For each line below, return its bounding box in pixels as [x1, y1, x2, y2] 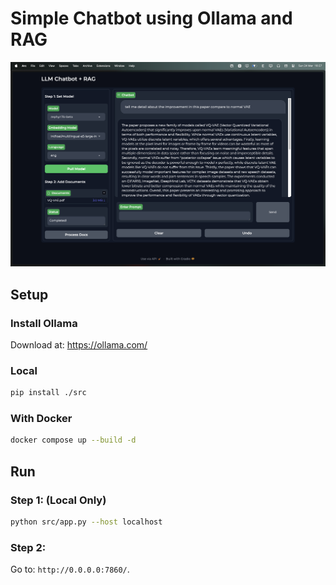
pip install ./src [10, 388, 87, 398]
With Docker [10, 412, 73, 426]
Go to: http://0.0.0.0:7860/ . [10, 563, 130, 576]
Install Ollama [10, 316, 78, 330]
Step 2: [10, 540, 47, 554]
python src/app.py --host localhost [10, 517, 163, 527]
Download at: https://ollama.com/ [10, 338, 148, 351]
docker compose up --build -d [10, 435, 137, 446]
